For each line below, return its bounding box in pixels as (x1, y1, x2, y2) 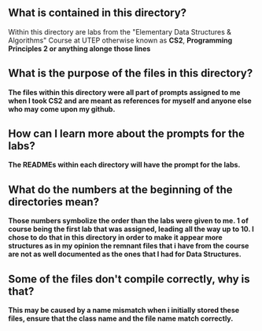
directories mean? (8, 195, 100, 208)
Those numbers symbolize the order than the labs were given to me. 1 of (8, 216, 249, 226)
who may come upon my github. (8, 104, 116, 113)
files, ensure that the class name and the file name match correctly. (8, 314, 234, 323)
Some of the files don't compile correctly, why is (8, 272, 250, 285)
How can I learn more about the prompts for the (8, 127, 245, 141)
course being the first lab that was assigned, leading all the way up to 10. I (8, 224, 254, 234)
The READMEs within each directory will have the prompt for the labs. (8, 160, 241, 170)
